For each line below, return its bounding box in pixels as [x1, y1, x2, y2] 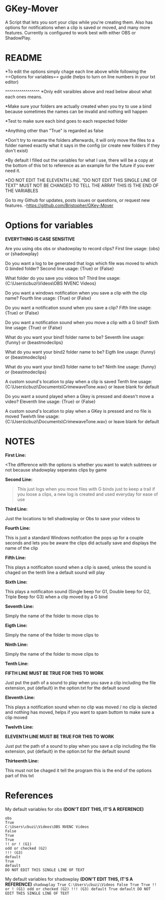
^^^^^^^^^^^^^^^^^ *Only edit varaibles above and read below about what [5, 88, 152, 94]
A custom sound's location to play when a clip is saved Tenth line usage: [5, 378, 153, 384]
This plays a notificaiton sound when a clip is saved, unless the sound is [5, 564, 151, 570]
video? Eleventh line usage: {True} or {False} [5, 399, 96, 404]
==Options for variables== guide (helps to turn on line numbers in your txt [5, 73, 156, 79]
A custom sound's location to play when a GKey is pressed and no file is [5, 408, 152, 414]
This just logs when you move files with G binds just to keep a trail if [17, 486, 155, 492]
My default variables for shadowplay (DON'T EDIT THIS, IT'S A [5, 876, 133, 882]
